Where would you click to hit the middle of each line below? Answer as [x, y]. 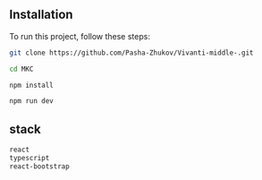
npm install [31, 85]
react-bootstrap [39, 166]
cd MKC [21, 69]
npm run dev [31, 101]
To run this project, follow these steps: [80, 36]
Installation [41, 15]
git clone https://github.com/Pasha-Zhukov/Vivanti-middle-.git [131, 53]
